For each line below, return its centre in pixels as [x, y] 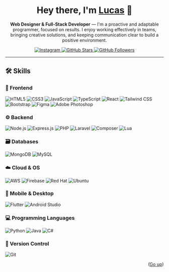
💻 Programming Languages [40, 218]
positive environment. [84, 40]
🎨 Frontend [19, 88]
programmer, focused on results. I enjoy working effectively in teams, [84, 29]
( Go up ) [156, 264]
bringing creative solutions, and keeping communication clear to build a [84, 35]
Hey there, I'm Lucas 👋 [84, 10]
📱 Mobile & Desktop [29, 194]
